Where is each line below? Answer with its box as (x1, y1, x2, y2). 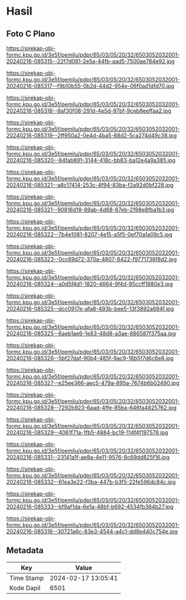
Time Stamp (9, 574, 44, 582)
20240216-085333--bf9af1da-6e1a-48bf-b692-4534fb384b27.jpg (6, 503, 174, 510)
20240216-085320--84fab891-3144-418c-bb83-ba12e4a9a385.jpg (6, 157, 176, 164)
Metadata (6, 545, 44, 556)
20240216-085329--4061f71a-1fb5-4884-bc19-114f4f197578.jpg (6, 429, 168, 436)
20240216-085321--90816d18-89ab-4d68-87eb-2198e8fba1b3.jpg (6, 206, 174, 213)
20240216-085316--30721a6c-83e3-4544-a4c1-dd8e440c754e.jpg (6, 528, 178, 535)
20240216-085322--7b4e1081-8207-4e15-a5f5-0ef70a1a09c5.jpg (6, 231, 173, 238)
